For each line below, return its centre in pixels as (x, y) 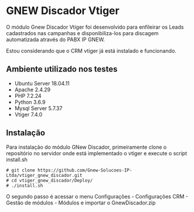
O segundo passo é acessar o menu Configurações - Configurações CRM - (97, 196)
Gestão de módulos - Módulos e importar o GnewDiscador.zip (81, 203)
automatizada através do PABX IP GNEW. (56, 39)
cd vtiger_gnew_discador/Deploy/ (52, 180)
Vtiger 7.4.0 (28, 114)
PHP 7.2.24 (28, 95)
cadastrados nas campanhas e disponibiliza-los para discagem (82, 33)
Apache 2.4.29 (33, 90)
